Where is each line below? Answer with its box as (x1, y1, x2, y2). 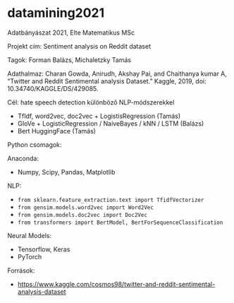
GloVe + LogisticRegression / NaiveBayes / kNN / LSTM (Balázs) (17, 119, 204, 128)
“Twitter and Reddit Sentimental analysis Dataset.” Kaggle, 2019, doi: (7, 76, 207, 85)
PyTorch (17, 252, 42, 261)
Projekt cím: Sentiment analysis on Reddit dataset (7, 42, 152, 50)
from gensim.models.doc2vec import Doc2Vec (17, 211, 148, 218)
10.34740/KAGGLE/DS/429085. (7, 84, 99, 93)
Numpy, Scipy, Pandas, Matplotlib (17, 167, 116, 176)
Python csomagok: (7, 140, 62, 149)
